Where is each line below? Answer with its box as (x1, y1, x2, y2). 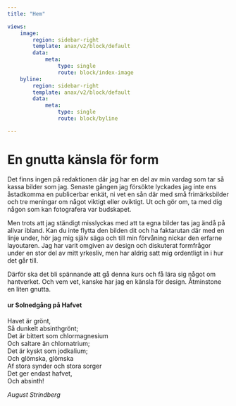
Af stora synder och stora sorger (7, 362, 102, 370)
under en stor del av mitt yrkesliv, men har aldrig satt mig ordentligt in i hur (7, 249, 224, 257)
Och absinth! (7, 376, 44, 385)
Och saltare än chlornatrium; (7, 339, 90, 347)
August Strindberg (7, 390, 61, 399)
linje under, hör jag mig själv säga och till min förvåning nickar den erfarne (7, 234, 223, 242)
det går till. (7, 256, 39, 265)
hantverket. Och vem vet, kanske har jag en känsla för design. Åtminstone (7, 277, 222, 286)
